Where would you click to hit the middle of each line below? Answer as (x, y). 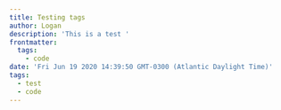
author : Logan (36, 26)
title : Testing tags (48, 17)
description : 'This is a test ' (69, 34)
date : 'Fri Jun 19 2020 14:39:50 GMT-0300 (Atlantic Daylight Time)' (141, 67)
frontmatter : (33, 42)
